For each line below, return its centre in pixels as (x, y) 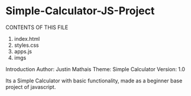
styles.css (26, 45)
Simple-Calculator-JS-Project (80, 11)
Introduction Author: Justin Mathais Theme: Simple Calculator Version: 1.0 (96, 69)
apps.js (23, 51)
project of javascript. (31, 87)
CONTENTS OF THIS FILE (37, 27)
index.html (27, 39)
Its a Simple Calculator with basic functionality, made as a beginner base (94, 81)
